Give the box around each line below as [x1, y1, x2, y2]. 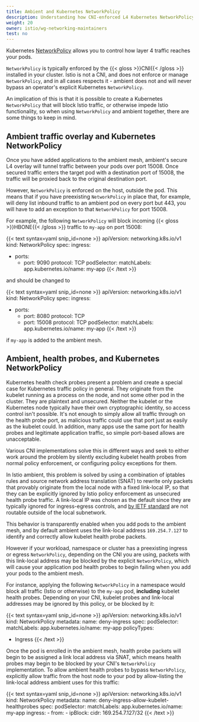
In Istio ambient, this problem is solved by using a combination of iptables [6, 471, 185, 478]
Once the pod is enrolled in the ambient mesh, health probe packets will [6, 647, 182, 654]
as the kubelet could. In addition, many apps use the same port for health [6, 422, 185, 430]
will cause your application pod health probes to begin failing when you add [6, 563, 191, 570]
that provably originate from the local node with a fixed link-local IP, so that [6, 484, 190, 491]
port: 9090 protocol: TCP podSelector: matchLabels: [23, 259, 152, 266]
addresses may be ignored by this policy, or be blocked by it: [6, 600, 155, 607]
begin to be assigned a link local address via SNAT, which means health [6, 653, 182, 660]
